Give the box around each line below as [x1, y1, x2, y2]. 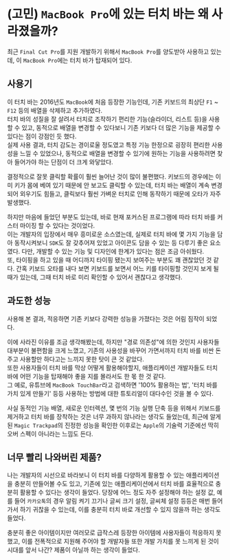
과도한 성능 [7, 295, 51, 306]
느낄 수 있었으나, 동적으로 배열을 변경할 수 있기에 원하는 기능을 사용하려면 [19, 149, 216, 157]
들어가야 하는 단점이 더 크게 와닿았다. [14, 157, 113, 166]
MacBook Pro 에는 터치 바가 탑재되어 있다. [23, 56, 133, 64]
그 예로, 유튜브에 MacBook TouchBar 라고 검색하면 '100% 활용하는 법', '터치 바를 [7, 381, 218, 389]
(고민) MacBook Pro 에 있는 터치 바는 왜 [7, 6, 209, 22]
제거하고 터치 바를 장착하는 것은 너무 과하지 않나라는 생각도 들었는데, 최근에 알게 [7, 412, 222, 421]
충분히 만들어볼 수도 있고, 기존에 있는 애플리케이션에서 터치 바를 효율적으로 [14, 480, 214, 488]
